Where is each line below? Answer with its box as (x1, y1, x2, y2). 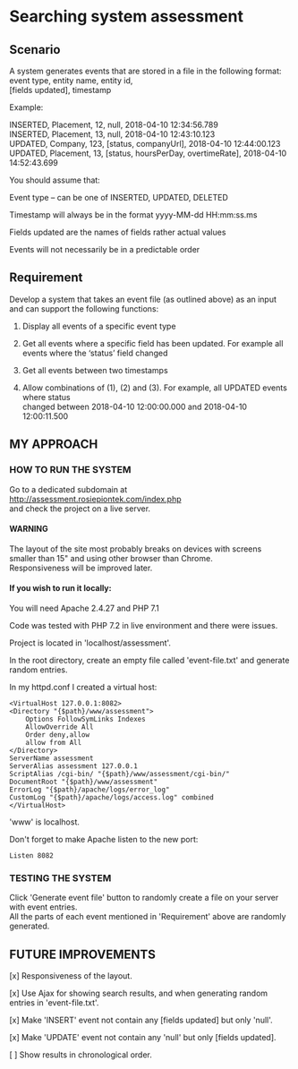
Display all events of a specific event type (21, 321, 176, 331)
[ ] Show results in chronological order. (9, 1049, 152, 1060)
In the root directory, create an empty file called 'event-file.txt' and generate (9, 654, 290, 665)
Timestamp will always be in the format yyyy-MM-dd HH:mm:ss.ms (9, 210, 258, 220)
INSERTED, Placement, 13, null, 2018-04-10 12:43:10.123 (9, 129, 216, 140)
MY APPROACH (9, 437, 98, 452)
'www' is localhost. (9, 817, 81, 827)
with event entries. (9, 902, 78, 912)
